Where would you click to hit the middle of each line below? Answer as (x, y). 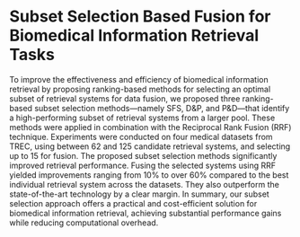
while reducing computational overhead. (84, 223)
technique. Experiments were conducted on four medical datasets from (141, 136)
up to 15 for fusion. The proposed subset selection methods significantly (143, 155)
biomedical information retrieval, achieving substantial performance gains (146, 213)
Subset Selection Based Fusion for (140, 17)
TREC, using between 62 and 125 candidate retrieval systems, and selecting (150, 146)
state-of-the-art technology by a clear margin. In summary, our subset (139, 194)
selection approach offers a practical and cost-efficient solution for (133, 203)
